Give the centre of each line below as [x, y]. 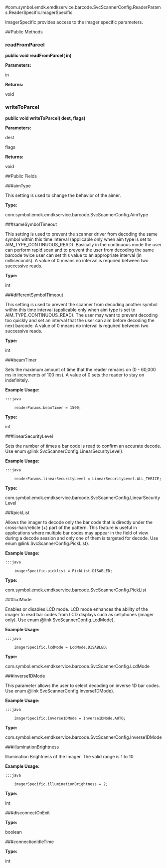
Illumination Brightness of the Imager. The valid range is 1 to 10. [70, 756]
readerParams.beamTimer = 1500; [48, 408]
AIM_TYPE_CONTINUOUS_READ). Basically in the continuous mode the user [83, 244]
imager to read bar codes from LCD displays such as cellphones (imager [80, 614]
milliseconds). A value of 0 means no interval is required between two [77, 260]
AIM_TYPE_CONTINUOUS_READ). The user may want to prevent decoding [82, 315]
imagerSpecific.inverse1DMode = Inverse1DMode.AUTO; [70, 718]
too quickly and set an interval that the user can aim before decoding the [80, 320]
